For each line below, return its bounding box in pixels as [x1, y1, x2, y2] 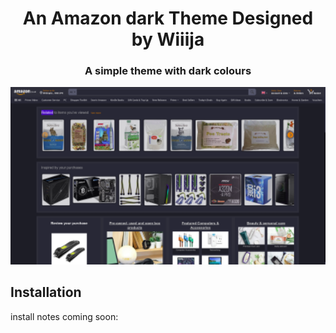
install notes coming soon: [10, 310, 119, 322]
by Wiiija [131, 28, 205, 51]
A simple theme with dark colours [84, 64, 252, 78]
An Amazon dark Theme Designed [22, 7, 314, 30]
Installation [10, 284, 82, 301]
